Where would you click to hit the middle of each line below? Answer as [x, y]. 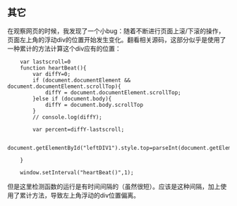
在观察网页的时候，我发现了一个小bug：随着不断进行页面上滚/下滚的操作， [116, 31]
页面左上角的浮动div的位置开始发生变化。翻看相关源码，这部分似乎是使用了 [117, 39]
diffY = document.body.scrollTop [94, 105]
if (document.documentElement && [82, 80]
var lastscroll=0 [45, 62]
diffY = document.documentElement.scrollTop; [113, 92]
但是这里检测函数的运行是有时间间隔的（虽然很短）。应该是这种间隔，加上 [114, 186]
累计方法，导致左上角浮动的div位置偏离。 [79, 195]
